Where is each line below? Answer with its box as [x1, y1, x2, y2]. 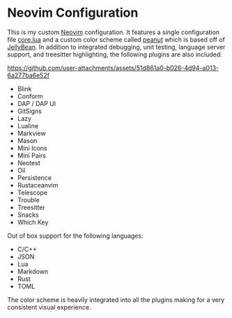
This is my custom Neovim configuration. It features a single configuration [7, 28, 220, 36]
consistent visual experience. [7, 303, 91, 311]
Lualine [17, 121, 39, 130]
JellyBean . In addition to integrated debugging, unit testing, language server [7, 43, 226, 51]
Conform [17, 92, 43, 100]
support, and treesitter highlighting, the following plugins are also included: [7, 50, 223, 59]
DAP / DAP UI [17, 99, 56, 107]
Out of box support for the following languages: [7, 232, 144, 240]
